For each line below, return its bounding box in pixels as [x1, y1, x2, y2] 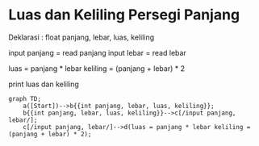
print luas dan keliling [8, 79, 79, 89]
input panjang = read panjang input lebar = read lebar [8, 48, 187, 57]
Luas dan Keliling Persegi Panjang [8, 6, 240, 24]
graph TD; [8, 94, 42, 102]
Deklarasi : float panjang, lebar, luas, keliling [8, 32, 155, 42]
